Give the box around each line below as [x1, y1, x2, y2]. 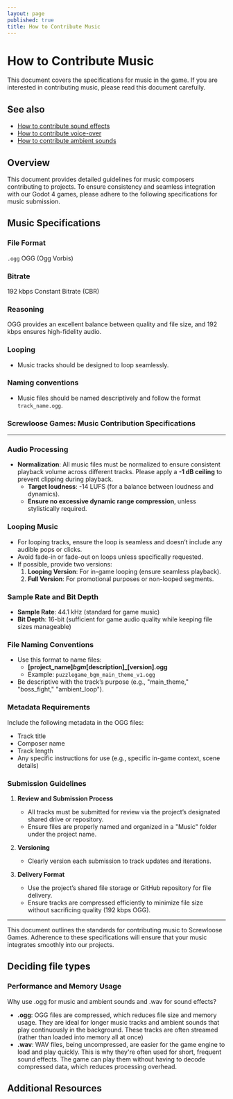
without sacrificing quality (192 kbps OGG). [27, 905, 151, 914]
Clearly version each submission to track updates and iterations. [27, 857, 212, 865]
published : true [7, 17, 54, 24]
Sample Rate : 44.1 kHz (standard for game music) [17, 608, 160, 616]
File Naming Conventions [7, 639, 94, 649]
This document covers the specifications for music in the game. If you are [7, 76, 218, 84]
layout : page [7, 10, 45, 17]
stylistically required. [27, 505, 87, 513]
